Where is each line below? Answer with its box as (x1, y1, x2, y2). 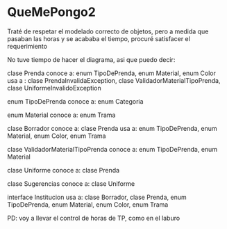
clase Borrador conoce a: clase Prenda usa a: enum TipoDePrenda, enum (7, 124, 217, 132)
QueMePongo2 (7, 4, 96, 20)
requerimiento (7, 42, 47, 50)
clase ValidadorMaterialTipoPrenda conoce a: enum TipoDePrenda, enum (7, 145, 217, 153)
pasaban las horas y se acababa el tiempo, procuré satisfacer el (7, 34, 191, 42)
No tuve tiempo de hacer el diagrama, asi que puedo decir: (7, 55, 176, 63)
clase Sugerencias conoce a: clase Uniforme (7, 179, 135, 188)
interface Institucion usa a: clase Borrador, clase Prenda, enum (7, 193, 187, 201)
